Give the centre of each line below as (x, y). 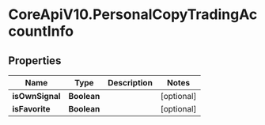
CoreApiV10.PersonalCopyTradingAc (133, 15)
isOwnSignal (36, 96)
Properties (35, 61)
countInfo (41, 31)
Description (130, 83)
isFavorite (31, 109)
